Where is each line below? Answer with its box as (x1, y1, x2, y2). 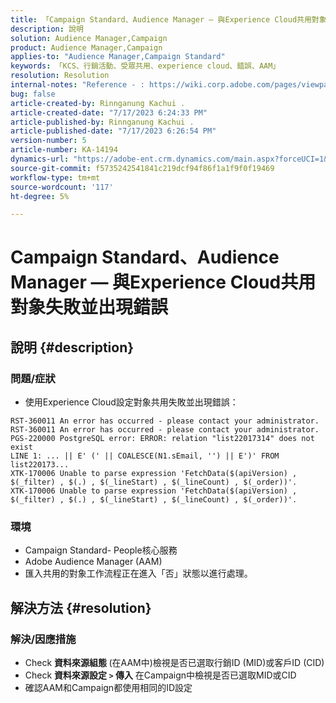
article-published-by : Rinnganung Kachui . (10, 117, 195, 127)
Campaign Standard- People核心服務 (24, 544, 178, 556)
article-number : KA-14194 (10, 145, 118, 155)
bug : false (10, 89, 56, 99)
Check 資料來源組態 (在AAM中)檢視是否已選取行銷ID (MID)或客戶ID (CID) (24, 657, 325, 669)
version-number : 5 (10, 136, 87, 146)
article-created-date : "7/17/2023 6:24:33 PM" (10, 107, 208, 118)
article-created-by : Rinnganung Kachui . (10, 98, 186, 108)
